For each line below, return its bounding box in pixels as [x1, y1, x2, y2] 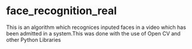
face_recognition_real [6, 4, 117, 18]
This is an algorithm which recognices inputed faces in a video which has [6, 24, 187, 31]
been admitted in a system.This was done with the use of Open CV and [6, 30, 181, 37]
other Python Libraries [6, 36, 61, 43]
